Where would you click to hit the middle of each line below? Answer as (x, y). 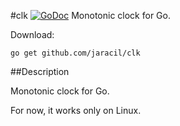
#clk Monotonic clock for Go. (90, 15)
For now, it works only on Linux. (76, 110)
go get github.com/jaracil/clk (75, 53)
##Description (40, 71)
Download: (32, 34)
